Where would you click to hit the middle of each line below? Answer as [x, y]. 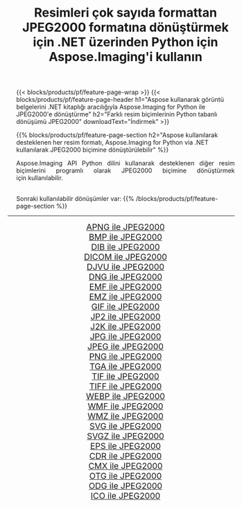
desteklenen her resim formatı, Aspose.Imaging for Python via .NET [112, 143]
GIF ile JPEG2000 [126, 307]
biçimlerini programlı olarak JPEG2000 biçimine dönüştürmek [126, 170]
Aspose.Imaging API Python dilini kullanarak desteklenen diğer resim [126, 163]
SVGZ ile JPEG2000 [126, 436]
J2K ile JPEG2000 [126, 327]
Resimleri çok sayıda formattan [126, 13]
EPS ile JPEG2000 [126, 446]
